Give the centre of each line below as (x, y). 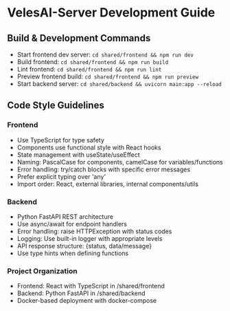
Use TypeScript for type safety (61, 140)
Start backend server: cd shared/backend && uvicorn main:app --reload (119, 84)
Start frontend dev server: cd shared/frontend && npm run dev (105, 54)
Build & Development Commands (79, 38)
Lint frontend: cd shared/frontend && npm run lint (89, 69)
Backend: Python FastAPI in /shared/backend (81, 293)
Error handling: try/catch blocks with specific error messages (104, 169)
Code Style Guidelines (56, 106)
